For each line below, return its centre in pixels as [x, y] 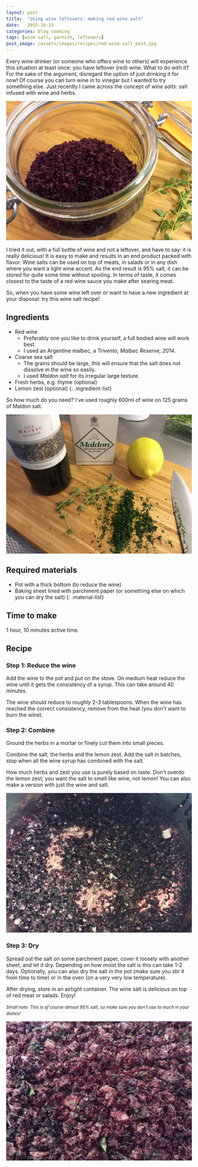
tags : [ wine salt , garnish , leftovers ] [55, 38]
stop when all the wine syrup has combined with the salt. [75, 761]
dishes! [14, 1013]
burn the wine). [24, 715]
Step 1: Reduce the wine [41, 665]
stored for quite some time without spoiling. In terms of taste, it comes [91, 275]
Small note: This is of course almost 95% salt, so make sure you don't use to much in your [98, 1007]
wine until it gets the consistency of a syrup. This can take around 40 [90, 684]
